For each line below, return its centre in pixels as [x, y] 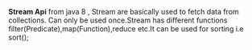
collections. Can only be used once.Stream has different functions [118, 20]
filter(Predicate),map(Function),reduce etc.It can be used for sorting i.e [126, 29]
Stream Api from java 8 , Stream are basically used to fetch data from [124, 12]
